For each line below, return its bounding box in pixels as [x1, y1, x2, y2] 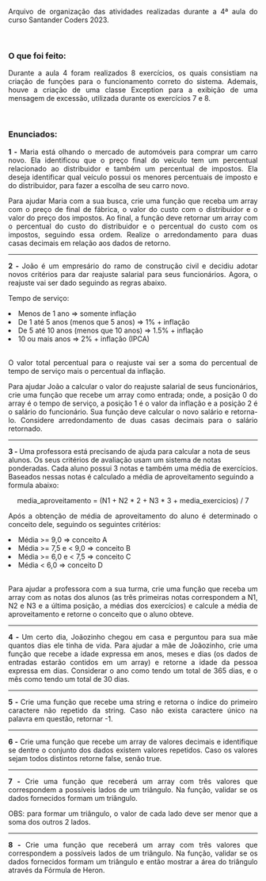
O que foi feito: [8, 50, 66, 61]
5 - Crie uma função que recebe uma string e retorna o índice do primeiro [8, 697, 259, 706]
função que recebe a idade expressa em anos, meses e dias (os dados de [8, 648, 258, 658]
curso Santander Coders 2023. [8, 15, 109, 25]
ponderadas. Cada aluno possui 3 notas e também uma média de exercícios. [8, 464, 258, 473]
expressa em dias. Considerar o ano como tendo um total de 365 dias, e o [8, 666, 258, 675]
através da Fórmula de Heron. [8, 865, 105, 875]
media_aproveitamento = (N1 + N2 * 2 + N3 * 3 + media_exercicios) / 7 [17, 495, 249, 505]
